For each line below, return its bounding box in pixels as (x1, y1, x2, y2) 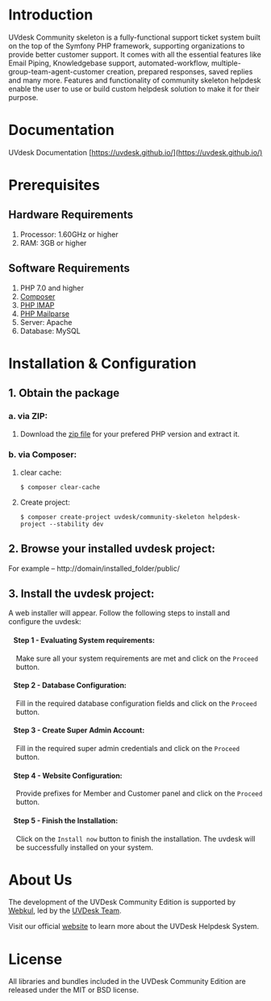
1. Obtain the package (8, 386, 119, 400)
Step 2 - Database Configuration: (13, 681, 127, 691)
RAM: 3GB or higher (19, 238, 87, 247)
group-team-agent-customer (8, 66, 105, 76)
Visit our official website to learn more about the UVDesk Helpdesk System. (8, 922, 260, 931)
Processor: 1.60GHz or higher (19, 229, 119, 239)
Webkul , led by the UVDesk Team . (8, 906, 123, 915)
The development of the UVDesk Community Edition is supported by (8, 898, 236, 907)
